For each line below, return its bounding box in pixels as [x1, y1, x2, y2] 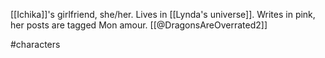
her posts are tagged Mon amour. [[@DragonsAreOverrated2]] [10, 19, 268, 31]
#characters [10, 39, 61, 50]
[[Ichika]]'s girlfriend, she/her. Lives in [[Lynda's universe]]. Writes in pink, [10, 9, 316, 20]
